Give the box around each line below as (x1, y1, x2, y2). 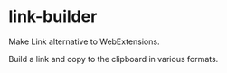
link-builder (8, 6, 98, 27)
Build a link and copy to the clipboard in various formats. (8, 53, 219, 64)
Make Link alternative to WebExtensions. (8, 36, 160, 47)
